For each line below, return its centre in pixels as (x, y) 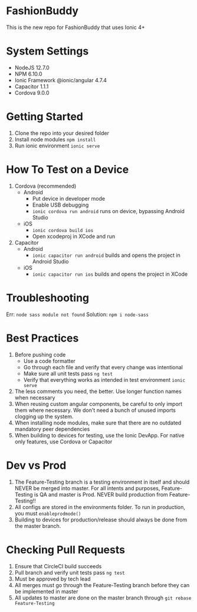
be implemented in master (46, 591)
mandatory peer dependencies (52, 429)
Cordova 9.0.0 (32, 92)
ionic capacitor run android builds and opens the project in (106, 255)
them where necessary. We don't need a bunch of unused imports (95, 410)
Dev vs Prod (36, 465)
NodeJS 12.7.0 (32, 67)
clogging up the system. (44, 416)
